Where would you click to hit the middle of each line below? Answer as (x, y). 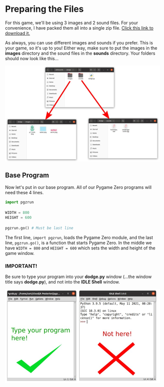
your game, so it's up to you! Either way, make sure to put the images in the (81, 48)
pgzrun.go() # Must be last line (39, 228)
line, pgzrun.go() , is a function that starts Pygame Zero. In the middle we (79, 243)
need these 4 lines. (25, 192)
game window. (20, 253)
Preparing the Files (44, 9)
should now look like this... (32, 58)
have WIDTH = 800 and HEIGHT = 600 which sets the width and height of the (80, 248)
